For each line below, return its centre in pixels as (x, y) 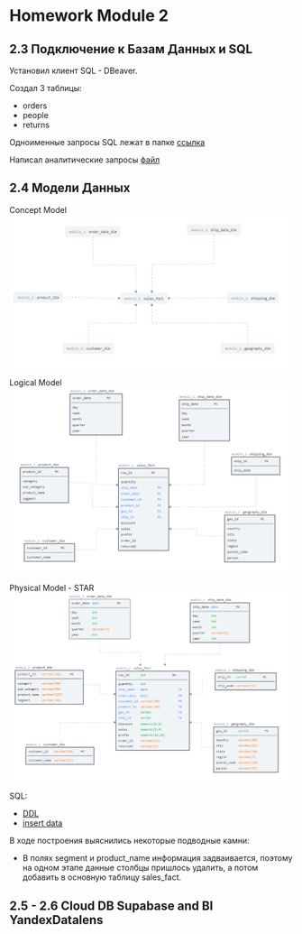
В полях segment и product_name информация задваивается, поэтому (157, 858)
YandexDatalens (56, 920)
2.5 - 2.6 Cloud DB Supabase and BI (111, 906)
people (36, 115)
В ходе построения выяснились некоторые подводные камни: (129, 841)
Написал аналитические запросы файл (85, 160)
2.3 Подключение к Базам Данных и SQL (131, 49)
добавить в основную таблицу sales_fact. (102, 877)
